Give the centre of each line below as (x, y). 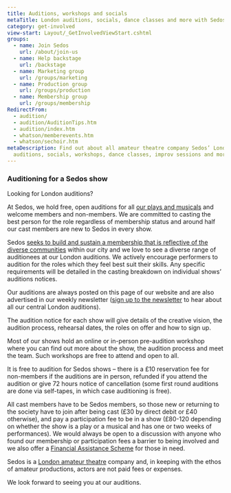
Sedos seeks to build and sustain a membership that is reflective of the (108, 243)
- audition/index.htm (44, 129)
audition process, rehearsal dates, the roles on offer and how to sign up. (109, 328)
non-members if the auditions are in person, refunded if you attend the (107, 376)
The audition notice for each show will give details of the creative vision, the (115, 321)
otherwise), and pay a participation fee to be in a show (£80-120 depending (114, 419)
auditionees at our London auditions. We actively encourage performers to (113, 257)
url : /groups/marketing (54, 78)
